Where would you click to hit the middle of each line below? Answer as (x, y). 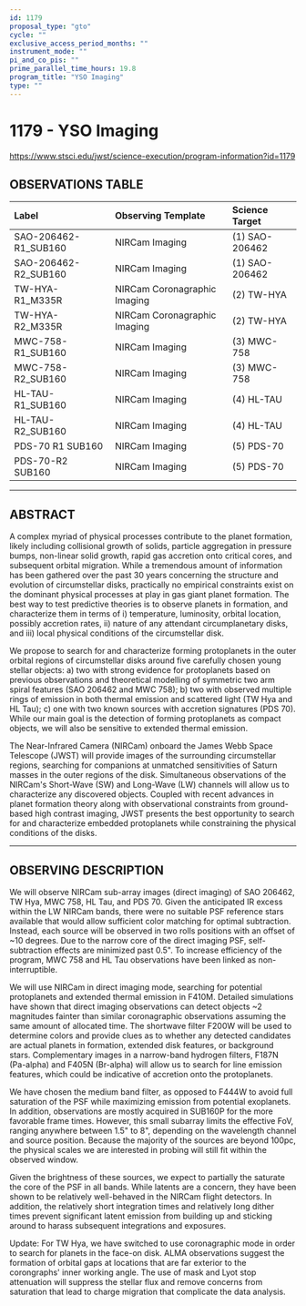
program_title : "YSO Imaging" (67, 77)
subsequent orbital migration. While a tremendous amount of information (146, 566)
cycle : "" (28, 35)
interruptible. (34, 969)
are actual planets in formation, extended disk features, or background (142, 1045)
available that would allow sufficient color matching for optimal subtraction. (150, 921)
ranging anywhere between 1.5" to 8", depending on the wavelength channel (153, 1131)
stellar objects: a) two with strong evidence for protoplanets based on (140, 670)
